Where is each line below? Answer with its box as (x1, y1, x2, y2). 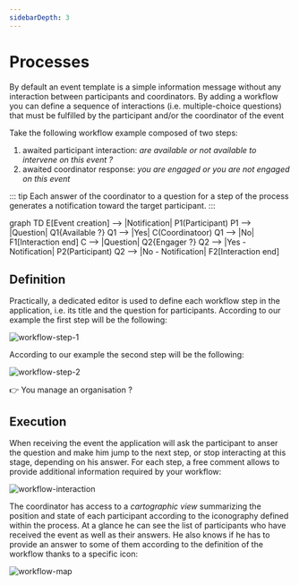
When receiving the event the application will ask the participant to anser (9, 438, 278, 449)
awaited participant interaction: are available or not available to (21, 144, 257, 155)
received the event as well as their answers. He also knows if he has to (9, 529, 270, 540)
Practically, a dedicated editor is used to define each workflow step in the (9, 296, 280, 306)
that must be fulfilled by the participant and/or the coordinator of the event (9, 109, 285, 121)
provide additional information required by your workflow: (9, 467, 222, 477)
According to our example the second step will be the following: (9, 349, 244, 360)
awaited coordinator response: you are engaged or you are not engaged (21, 163, 290, 175)
